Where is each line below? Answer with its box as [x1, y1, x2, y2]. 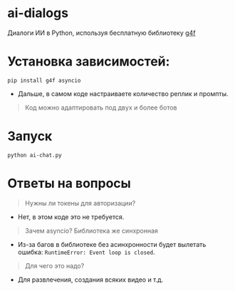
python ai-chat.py [7, 152, 62, 159]
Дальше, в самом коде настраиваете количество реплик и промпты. [17, 89, 229, 97]
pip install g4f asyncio [7, 77, 81, 84]
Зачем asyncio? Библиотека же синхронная [24, 226, 159, 235]
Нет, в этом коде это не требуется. [17, 212, 125, 221]
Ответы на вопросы [7, 176, 132, 191]
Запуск [7, 128, 53, 144]
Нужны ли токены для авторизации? [24, 199, 136, 207]
